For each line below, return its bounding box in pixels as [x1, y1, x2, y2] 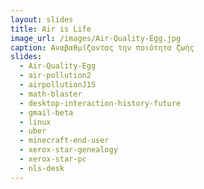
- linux [19, 117, 52, 127]
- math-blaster [19, 89, 83, 99]
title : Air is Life [10, 24, 92, 34]
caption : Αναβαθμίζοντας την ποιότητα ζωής [10, 42, 195, 53]
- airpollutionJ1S [19, 80, 97, 90]
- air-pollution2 [19, 71, 92, 81]
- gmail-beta [19, 107, 74, 118]
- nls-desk [19, 163, 65, 173]
